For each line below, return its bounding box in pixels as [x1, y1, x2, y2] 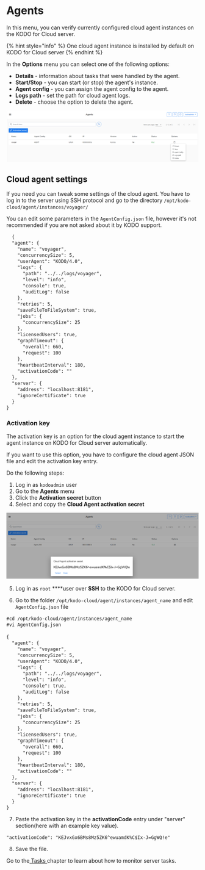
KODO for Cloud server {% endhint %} [6, 48, 103, 56]
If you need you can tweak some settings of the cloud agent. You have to [6, 190, 190, 198]
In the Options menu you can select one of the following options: [6, 60, 170, 68]
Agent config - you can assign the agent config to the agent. [15, 85, 169, 92]
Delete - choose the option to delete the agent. [15, 98, 134, 106]
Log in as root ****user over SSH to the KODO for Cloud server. [15, 584, 176, 592]
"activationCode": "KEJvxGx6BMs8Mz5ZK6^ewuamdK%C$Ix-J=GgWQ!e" [6, 834, 171, 841]
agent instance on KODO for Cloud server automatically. [6, 439, 148, 447]
